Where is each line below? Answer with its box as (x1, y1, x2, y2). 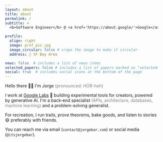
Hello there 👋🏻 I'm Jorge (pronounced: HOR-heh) (5, 83, 103, 89)
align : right (9, 38, 36, 44)
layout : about (5, 7, 34, 12)
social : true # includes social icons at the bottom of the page (5, 70, 142, 75)
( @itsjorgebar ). (5, 132, 36, 138)
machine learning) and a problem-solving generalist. (5, 103, 110, 109)
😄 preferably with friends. (5, 117, 58, 123)
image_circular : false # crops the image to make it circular (9, 47, 138, 52)
